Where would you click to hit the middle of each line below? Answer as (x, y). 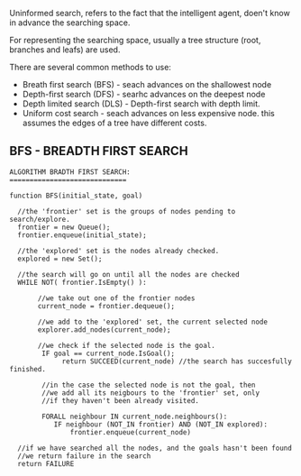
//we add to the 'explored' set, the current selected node (153, 322)
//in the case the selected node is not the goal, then (149, 385)
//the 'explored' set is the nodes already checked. (119, 251)
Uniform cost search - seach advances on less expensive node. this (148, 113)
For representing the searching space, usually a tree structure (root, (135, 40)
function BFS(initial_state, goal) (76, 196)
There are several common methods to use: (90, 67)
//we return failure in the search (84, 456)
